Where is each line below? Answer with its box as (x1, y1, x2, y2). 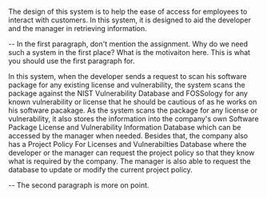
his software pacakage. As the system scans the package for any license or (8, 105, 258, 115)
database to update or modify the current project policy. (8, 165, 193, 174)
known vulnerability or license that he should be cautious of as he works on (8, 97, 257, 106)
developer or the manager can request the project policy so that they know (8, 148, 255, 157)
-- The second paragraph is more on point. (8, 180, 149, 190)
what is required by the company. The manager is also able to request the (8, 156, 251, 166)
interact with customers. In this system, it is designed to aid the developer (8, 15, 252, 25)
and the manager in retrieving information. (8, 24, 148, 33)
